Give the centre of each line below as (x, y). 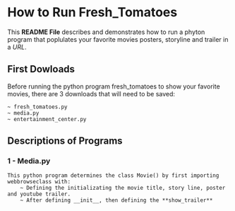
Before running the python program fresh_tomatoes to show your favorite (114, 86)
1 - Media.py (29, 161)
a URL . (17, 47)
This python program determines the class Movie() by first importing (113, 176)
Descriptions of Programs (65, 141)
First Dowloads (41, 69)
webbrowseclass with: (39, 182)
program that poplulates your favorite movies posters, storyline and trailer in (118, 39)
